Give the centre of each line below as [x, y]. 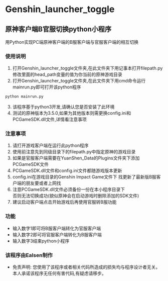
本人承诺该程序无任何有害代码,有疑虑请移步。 [59, 273]
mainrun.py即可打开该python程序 [47, 87]
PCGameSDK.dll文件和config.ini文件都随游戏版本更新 [67, 171]
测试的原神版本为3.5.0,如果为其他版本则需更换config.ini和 [72, 113]
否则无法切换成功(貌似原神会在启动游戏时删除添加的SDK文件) [76, 196]
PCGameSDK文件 [31, 164]
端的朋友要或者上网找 [39, 183]
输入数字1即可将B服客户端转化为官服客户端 [57, 228]
